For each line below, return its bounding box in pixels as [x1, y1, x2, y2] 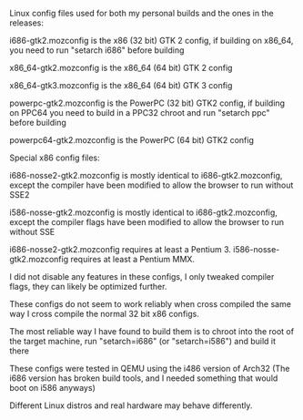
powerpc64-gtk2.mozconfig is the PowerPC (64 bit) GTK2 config [9, 135, 255, 145]
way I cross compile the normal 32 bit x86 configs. [9, 309, 200, 319]
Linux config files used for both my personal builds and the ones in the [9, 8, 275, 18]
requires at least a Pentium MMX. [70, 254, 196, 264]
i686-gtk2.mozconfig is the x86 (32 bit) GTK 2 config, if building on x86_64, [9, 36, 294, 46]
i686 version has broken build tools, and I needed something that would [9, 373, 278, 384]
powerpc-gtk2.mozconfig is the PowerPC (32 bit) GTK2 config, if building [9, 97, 285, 108]
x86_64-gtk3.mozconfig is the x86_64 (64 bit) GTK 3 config [9, 80, 233, 90]
